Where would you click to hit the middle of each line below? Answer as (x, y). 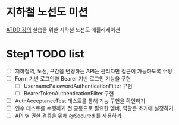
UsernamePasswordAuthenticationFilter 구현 (78, 86)
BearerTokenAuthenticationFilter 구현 (69, 94)
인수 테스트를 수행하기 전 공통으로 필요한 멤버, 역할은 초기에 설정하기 (94, 108)
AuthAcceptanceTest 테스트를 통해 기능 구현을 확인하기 (80, 101)
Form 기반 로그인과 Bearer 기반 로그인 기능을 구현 (73, 78)
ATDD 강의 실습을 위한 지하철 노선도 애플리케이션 (63, 30)
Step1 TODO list (45, 54)
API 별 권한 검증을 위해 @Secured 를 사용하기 (68, 116)
